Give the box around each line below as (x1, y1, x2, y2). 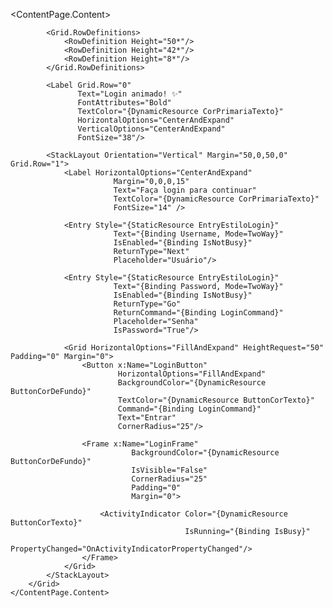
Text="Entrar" (117, 413, 177, 423)
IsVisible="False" (131, 465, 208, 475)
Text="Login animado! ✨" (77, 89, 183, 99)
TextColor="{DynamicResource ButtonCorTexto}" (117, 395, 315, 405)
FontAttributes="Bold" (77, 98, 172, 108)
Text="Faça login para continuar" (113, 185, 257, 195)
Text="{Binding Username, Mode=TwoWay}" (113, 229, 284, 239)
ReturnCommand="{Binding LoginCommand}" (113, 308, 284, 318)
